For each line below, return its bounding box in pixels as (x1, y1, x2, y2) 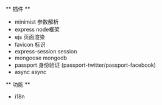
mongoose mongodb (14, 54, 68, 61)
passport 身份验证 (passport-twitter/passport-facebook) (14, 61, 157, 69)
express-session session (14, 48, 77, 55)
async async (14, 69, 47, 75)
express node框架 (14, 26, 60, 33)
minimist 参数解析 (14, 18, 59, 25)
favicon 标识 (14, 41, 46, 48)
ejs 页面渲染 (14, 33, 45, 41)
